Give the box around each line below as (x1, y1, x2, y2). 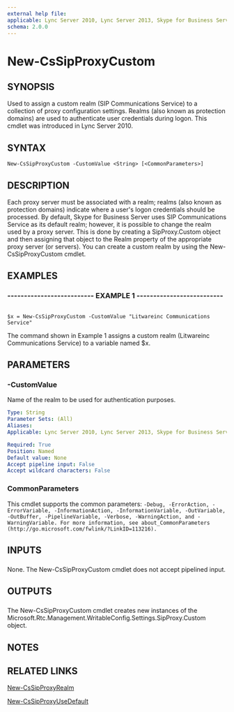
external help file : (7, 10, 68, 17)
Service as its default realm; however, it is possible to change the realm (7, 221, 212, 228)
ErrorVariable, (7, 507, 52, 514)
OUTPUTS (7, 586, 52, 598)
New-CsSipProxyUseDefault (7, 697, 88, 706)
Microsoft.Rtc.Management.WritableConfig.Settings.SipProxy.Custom (7, 614, 206, 622)
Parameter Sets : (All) (7, 416, 73, 423)
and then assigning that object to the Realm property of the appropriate (7, 235, 212, 243)
